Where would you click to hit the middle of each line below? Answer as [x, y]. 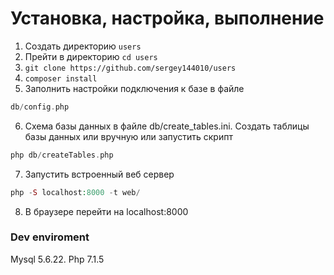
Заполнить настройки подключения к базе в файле [134, 88]
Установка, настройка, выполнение [167, 18]
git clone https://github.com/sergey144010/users [130, 68]
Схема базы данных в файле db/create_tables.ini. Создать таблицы [167, 126]
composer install [61, 78]
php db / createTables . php [62, 155]
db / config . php [40, 107]
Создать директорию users [83, 46]
